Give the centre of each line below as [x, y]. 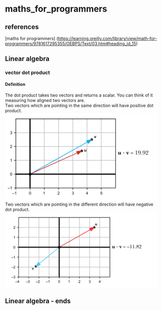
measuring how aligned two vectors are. [45, 100]
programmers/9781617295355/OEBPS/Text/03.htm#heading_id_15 [71, 44]
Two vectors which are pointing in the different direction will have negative [79, 204]
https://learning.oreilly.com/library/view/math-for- [107, 38]
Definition [15, 84]
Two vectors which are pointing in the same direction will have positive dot [79, 105]
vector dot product [28, 73]
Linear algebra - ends [38, 301]
